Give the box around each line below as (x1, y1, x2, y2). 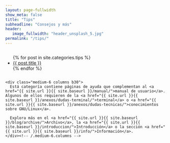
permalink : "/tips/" (5, 36, 50, 41)
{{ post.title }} (12, 60, 42, 66)
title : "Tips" (5, 17, 36, 22)
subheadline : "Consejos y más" (5, 21, 72, 27)
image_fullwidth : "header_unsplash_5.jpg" (12, 31, 104, 36)
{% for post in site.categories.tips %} (12, 54, 91, 60)
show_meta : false (5, 12, 42, 17)
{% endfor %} (12, 65, 42, 71)
